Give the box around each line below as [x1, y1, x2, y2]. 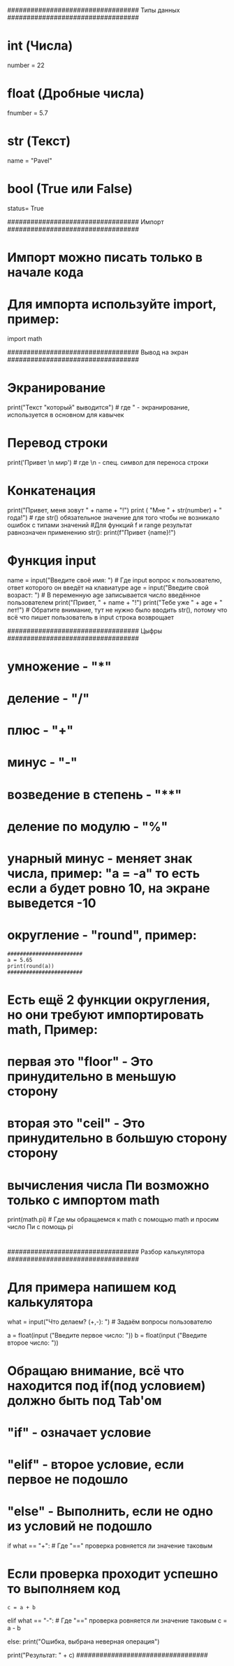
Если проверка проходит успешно [7, 1566, 219, 1582]
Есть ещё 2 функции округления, [7, 992, 211, 1008]
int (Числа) [7, 38, 73, 54]
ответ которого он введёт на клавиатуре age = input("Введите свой [7, 583, 210, 591]
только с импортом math [7, 1192, 160, 1208]
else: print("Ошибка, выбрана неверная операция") [7, 1637, 160, 1646]
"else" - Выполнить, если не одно [7, 1504, 214, 1520]
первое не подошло [7, 1471, 129, 1487]
